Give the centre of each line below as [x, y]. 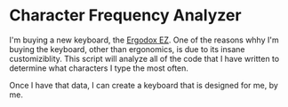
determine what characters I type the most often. [99, 68]
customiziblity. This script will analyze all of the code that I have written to [144, 58]
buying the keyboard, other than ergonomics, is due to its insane [127, 49]
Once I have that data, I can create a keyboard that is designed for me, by [144, 85]
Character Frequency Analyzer [125, 15]
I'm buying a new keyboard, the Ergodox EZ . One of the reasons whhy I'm [144, 40]
